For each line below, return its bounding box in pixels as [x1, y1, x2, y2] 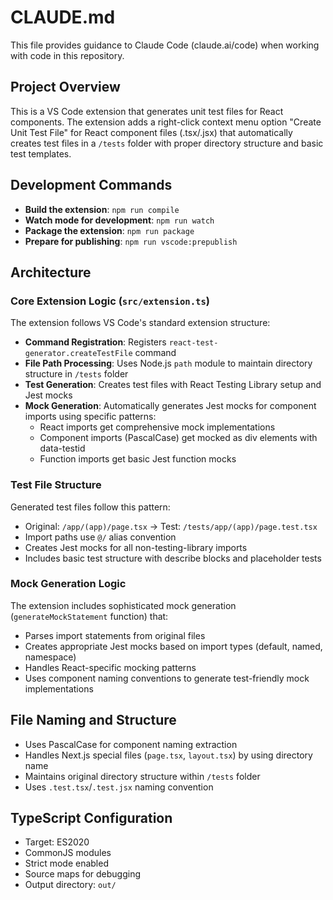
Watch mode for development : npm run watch [24, 214, 215, 226]
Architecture [10, 264, 92, 281]
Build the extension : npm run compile [24, 203, 180, 215]
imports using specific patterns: [24, 411, 157, 423]
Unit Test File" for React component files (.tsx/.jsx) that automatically [10, 126, 293, 138]
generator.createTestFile [24, 349, 133, 359]
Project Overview [10, 79, 121, 96]
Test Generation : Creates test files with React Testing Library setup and [24, 379, 322, 391]
